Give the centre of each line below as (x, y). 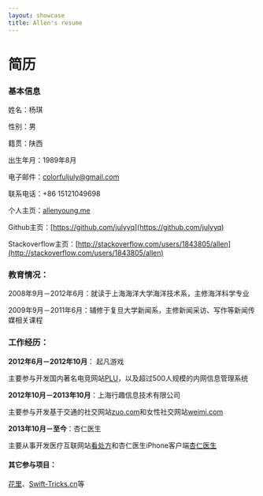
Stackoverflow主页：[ (43, 244)
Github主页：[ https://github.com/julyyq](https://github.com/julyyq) (116, 227)
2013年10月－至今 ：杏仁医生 (55, 428)
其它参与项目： (32, 465)
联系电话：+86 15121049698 (54, 194)
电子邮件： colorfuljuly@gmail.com (64, 177)
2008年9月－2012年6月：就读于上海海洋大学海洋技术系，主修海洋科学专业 (129, 294)
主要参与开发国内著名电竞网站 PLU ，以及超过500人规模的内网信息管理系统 (128, 378)
